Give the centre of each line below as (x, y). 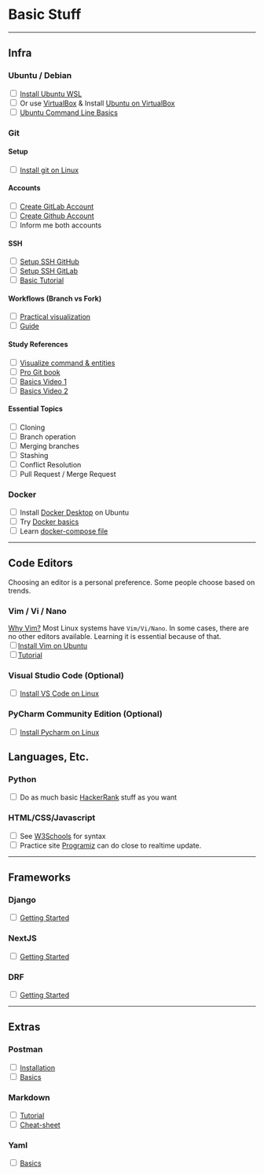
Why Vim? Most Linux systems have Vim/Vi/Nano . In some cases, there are (128, 628)
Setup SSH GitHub (49, 262)
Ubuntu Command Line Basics (68, 113)
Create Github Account (57, 216)
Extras (24, 1027)
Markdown (29, 1097)
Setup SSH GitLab (49, 271)
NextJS (22, 938)
